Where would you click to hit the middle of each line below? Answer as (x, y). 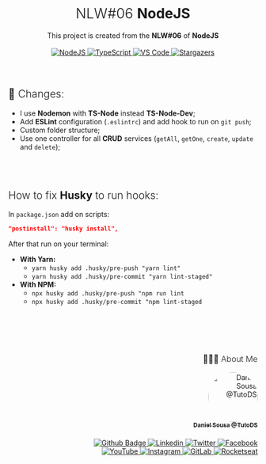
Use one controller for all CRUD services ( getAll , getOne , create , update (136, 138)
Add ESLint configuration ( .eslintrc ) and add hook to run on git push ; (135, 121)
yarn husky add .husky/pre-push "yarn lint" (106, 268)
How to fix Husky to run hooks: (84, 195)
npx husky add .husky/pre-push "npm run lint (108, 294)
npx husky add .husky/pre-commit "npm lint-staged (117, 302)
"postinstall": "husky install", (63, 229)
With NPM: (38, 285)
